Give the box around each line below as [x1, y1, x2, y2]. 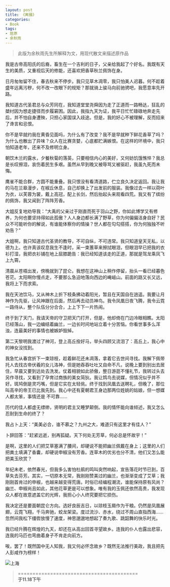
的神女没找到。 [5, 344, 36, 351]
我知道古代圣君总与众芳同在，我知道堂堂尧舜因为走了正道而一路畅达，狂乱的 [5, 101, 165, 108]
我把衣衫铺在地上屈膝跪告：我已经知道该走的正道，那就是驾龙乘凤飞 [22, 251, 165, 257]
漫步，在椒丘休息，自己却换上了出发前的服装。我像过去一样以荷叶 [27, 185, 165, 191]
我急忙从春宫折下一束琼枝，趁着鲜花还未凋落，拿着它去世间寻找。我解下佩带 [5, 355, 165, 361]
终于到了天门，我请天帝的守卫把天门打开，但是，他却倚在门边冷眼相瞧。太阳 [5, 315, 165, 321]
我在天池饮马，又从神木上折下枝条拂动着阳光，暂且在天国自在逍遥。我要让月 [5, 291, 165, 297]
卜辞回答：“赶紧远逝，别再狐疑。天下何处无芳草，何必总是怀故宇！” [5, 432, 147, 438]
